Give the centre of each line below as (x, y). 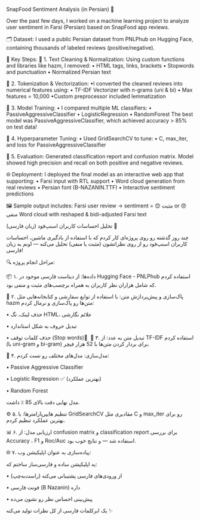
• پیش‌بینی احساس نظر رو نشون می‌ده (50, 499)
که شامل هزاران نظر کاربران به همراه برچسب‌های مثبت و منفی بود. (81, 285)
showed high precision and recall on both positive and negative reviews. (95, 163)
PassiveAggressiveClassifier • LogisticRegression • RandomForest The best (100, 114)
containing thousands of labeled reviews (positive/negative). (81, 48)
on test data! (22, 127)
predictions (20, 194)
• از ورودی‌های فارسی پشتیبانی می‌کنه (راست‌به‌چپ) (64, 476)
